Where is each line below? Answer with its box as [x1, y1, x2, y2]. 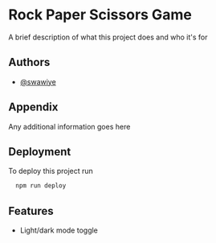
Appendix [8, 101, 59, 114]
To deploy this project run [8, 167, 94, 176]
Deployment [8, 145, 71, 159]
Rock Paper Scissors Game [8, 6, 193, 24]
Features [8, 204, 54, 218]
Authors [8, 56, 51, 69]
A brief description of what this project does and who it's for [8, 32, 208, 42]
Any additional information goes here [8, 121, 131, 131]
